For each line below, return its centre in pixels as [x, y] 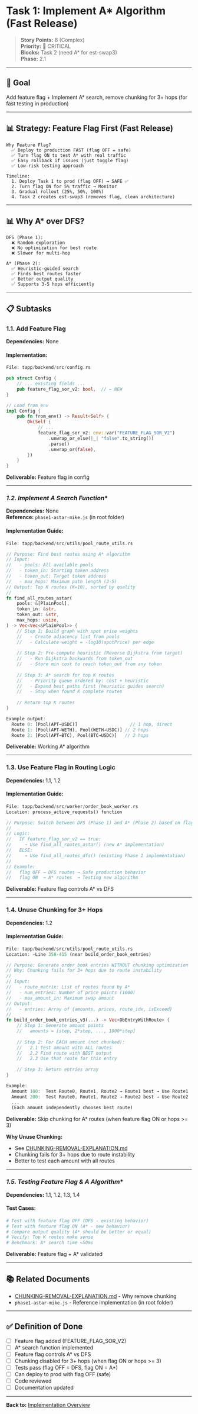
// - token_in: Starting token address [58, 571]
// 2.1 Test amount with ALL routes [64, 1048]
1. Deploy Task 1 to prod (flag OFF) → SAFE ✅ [70, 181]
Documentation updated [44, 1388]
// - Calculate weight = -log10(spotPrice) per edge [85, 642]
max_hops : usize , [38, 620]
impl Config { [24, 411]
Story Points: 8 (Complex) [52, 40]
